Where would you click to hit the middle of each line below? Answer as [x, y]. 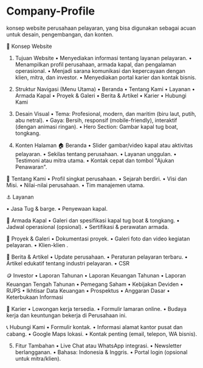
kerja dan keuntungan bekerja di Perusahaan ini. [67, 315]
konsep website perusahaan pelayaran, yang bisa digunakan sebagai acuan [101, 28]
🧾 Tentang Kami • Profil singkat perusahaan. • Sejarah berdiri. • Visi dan [97, 179]
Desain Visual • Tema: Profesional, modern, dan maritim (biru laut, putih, [105, 114]
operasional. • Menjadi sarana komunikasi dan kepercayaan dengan [100, 70]
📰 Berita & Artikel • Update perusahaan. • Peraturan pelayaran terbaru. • [97, 257]
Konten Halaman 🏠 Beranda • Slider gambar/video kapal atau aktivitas [104, 145]
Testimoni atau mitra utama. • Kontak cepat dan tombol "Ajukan [95, 160]
